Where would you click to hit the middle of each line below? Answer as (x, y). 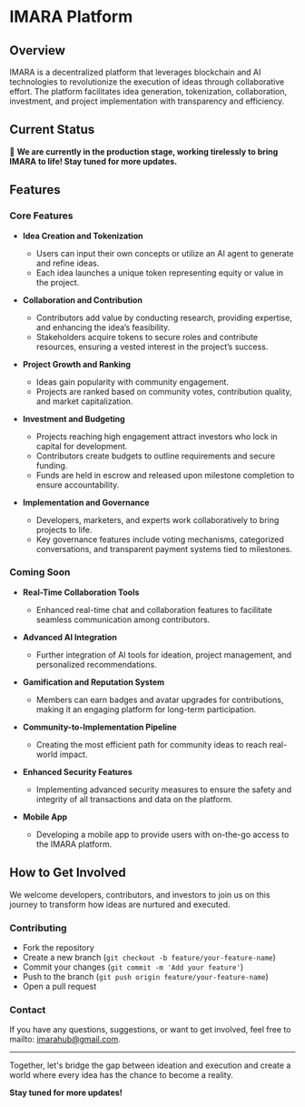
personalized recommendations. (96, 664)
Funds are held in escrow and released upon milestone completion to (165, 475)
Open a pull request (59, 986)
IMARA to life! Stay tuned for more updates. (93, 161)
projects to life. (64, 529)
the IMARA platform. (74, 844)
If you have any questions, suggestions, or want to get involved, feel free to (150, 1030)
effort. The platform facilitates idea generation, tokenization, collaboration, (148, 91)
